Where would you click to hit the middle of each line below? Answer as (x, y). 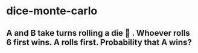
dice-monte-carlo (52, 11)
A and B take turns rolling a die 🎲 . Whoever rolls (98, 33)
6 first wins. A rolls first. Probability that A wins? (99, 42)
